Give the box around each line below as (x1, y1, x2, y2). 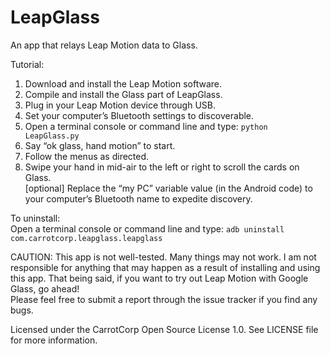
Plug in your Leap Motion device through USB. (24, 99, 216, 111)
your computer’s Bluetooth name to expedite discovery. (24, 192, 253, 205)
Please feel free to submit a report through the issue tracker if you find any (10, 293, 318, 305)
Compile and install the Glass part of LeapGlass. (24, 88, 223, 100)
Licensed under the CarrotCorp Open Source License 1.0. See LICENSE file (10, 323, 319, 335)
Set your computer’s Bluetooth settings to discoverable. (24, 109, 255, 121)
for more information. (10, 334, 98, 346)
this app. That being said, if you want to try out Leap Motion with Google (10, 272, 309, 284)
